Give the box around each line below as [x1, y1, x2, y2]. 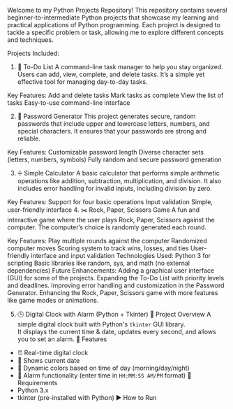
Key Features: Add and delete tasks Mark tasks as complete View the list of [7, 91, 224, 99]
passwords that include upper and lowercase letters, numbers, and [17, 120, 211, 128]
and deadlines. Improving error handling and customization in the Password [7, 281, 225, 289]
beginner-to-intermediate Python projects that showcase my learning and [7, 13, 219, 22]
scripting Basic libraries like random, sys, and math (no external [7, 259, 190, 267]
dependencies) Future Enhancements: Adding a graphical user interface [7, 266, 215, 275]
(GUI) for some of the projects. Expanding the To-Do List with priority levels [7, 274, 225, 282]
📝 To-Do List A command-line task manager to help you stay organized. [17, 63, 223, 71]
